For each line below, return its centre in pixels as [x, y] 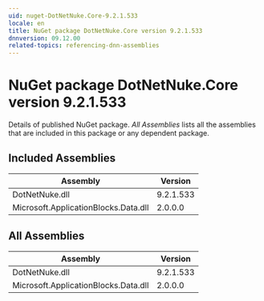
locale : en [26, 23]
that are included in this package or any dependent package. [109, 133]
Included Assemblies [62, 159]
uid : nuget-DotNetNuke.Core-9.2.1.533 [73, 16]
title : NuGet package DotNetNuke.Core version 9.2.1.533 [106, 31]
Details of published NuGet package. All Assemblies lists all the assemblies [132, 124]
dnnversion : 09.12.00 [45, 38]
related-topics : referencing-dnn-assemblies [84, 46]
